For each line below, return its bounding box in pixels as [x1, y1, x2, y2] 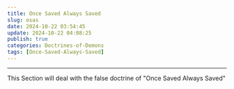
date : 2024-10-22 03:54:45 [7, 23, 86, 30]
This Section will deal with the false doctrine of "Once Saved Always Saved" [7, 74, 226, 82]
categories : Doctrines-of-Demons [7, 42, 104, 49]
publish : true [7, 36, 49, 43]
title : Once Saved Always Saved [7, 10, 101, 17]
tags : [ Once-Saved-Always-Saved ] [7, 49, 104, 56]
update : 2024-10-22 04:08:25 [7, 29, 92, 37]
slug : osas [7, 17, 39, 23]
